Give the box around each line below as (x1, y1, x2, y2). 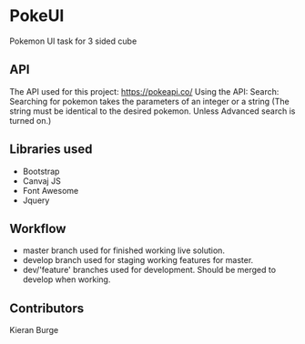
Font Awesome (22, 185, 79, 196)
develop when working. (22, 274, 111, 285)
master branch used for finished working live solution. (22, 245, 226, 256)
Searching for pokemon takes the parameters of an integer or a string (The (9, 96, 290, 106)
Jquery (22, 195, 50, 206)
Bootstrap (22, 166, 60, 177)
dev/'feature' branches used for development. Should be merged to (22, 265, 276, 276)
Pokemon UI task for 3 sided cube (9, 35, 137, 46)
